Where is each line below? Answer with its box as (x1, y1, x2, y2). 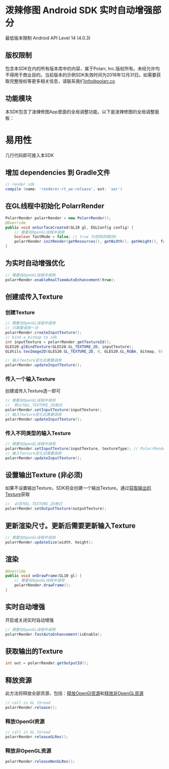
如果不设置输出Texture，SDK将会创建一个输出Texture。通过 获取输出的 (5, 485, 152, 491)
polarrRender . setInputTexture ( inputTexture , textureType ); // (5, 446, 138, 451)
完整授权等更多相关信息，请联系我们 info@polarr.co (9, 78, 115, 84)
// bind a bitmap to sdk (5, 335, 57, 340)
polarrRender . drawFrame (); (14, 583, 71, 588)
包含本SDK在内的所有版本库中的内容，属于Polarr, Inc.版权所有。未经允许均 (5, 65, 160, 71)
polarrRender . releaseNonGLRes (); (5, 759, 75, 764)
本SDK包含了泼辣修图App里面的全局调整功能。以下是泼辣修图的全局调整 (5, 108, 155, 115)
